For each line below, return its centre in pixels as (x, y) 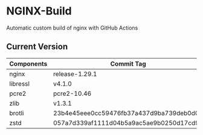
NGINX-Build (39, 11)
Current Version (37, 47)
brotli (17, 113)
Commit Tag (128, 63)
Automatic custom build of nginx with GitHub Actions (72, 28)
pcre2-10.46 (72, 93)
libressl (20, 84)
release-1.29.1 (75, 74)
